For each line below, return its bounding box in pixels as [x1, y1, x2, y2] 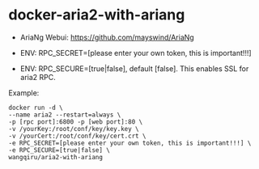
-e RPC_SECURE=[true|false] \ [8, 146, 111, 154]
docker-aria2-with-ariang [8, 6, 185, 24]
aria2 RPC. [19, 72, 57, 82]
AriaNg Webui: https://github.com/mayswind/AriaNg [19, 32, 194, 42]
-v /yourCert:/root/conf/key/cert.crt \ [8, 132, 147, 140]
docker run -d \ [8, 104, 63, 112]
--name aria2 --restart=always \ [8, 111, 121, 119]
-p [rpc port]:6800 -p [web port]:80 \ [8, 117, 143, 126]
